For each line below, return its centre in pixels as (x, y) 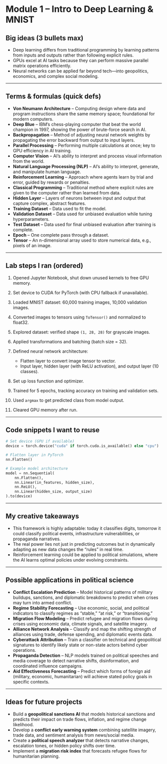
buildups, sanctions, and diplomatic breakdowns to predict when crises (85, 597)
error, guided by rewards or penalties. (51, 182)
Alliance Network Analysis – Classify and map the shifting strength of (84, 629)
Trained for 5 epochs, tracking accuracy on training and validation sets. (85, 390)
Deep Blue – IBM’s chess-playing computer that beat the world (77, 124)
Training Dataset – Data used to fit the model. (60, 208)
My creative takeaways (42, 516)
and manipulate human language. (47, 172)
